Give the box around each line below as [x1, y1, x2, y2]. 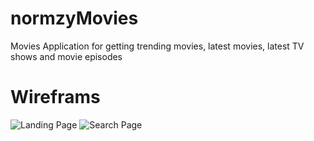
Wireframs [10, 86, 101, 109]
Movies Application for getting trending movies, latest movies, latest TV [10, 40, 305, 52]
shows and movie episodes [10, 50, 123, 62]
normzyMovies [10, 7, 139, 30]
